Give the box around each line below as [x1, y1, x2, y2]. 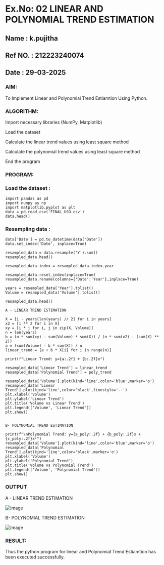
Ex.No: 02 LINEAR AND [5, 3, 103, 15]
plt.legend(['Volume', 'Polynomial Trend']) [5, 467, 100, 472]
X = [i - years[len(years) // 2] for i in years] [5, 317, 112, 322]
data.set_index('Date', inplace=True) [5, 241, 87, 247]
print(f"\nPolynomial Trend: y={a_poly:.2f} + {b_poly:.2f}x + [5, 432, 141, 437]
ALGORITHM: [5, 107, 39, 114]
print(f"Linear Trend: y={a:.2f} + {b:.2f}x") [5, 356, 105, 362]
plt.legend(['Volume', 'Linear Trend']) [5, 406, 92, 411]
